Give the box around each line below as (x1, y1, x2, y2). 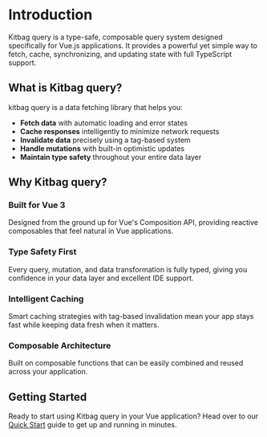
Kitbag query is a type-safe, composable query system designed (8, 32, 223, 42)
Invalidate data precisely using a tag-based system (19, 135, 191, 145)
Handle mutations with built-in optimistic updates (19, 143, 185, 153)
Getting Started (8, 390, 87, 403)
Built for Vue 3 (8, 199, 66, 210)
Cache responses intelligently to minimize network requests (19, 126, 220, 136)
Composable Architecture (8, 340, 111, 351)
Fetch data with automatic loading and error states (19, 118, 188, 128)
